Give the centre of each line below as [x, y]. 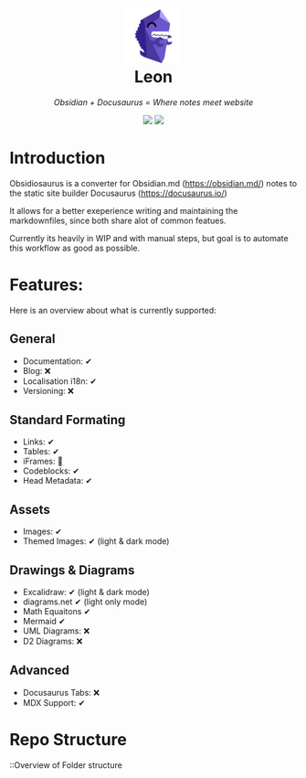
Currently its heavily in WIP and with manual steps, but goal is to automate [149, 238]
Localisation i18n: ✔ [60, 381]
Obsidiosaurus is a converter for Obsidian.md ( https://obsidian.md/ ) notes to [153, 183]
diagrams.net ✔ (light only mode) [85, 602]
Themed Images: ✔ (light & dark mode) [96, 541]
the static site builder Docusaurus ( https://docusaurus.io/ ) [119, 193]
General [33, 339]
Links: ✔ [38, 442]
